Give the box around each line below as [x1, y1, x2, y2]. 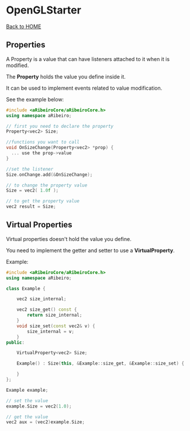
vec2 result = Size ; [6, 203, 57, 210]
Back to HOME [6, 23, 42, 30]
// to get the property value [6, 198, 80, 204]
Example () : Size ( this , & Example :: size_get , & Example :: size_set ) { [16, 361, 185, 366]
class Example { [6, 286, 46, 291]
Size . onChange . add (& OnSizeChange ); [6, 171, 93, 178]
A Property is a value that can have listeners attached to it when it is [6, 55, 170, 62]
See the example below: [6, 96, 64, 103]
